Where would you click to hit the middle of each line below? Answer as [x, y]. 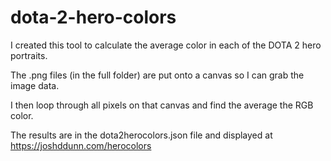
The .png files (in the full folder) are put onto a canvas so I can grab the [157, 75]
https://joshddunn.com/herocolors [81, 145]
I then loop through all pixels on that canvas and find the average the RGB [162, 105]
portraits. [29, 55]
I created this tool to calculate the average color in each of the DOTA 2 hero [166, 45]
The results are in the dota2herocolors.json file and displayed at [141, 135]
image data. [35, 85]
